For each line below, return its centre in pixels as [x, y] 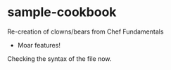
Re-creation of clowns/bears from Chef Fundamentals [85, 31]
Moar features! [39, 45]
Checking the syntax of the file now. [59, 58]
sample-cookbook [62, 12]
